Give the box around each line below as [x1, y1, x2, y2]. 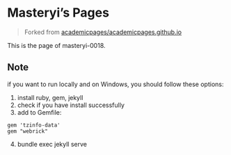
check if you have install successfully [17, 101, 125, 109]
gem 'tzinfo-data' [7, 122, 61, 129]
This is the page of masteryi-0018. [7, 41, 106, 49]
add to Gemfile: [17, 108, 62, 116]
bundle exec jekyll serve [17, 140, 87, 148]
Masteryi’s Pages [7, 5, 110, 21]
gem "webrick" [7, 127, 49, 135]
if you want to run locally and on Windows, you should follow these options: [7, 80, 224, 88]
